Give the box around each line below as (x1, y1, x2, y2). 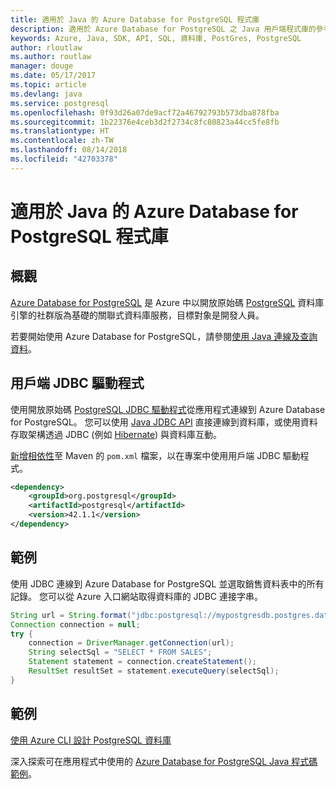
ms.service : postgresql (10, 98, 110, 108)
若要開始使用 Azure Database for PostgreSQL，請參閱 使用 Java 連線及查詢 (10, 330, 318, 342)
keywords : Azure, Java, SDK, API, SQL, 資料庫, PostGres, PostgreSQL (10, 33, 302, 43)
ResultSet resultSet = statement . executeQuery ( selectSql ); (28, 666, 280, 676)
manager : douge (10, 61, 74, 71)
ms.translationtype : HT (10, 126, 110, 136)
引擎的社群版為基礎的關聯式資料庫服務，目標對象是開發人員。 (10, 309, 265, 321)
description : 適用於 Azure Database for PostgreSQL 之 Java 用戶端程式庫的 (10, 24, 317, 34)
